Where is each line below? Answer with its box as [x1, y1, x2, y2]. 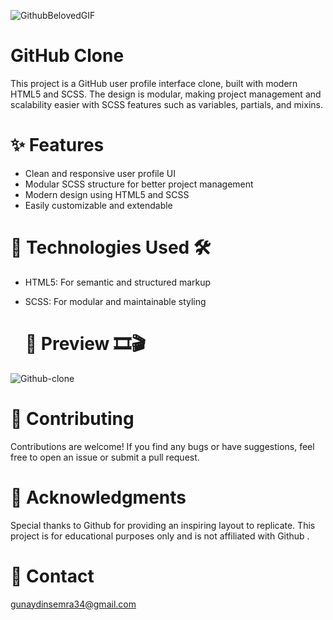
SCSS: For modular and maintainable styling [24, 295, 207, 307]
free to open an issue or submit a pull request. [10, 451, 200, 463]
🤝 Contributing [10, 407, 135, 430]
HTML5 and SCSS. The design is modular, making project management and [10, 88, 322, 100]
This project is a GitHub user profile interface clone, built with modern [10, 77, 298, 89]
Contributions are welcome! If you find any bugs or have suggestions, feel [10, 440, 315, 452]
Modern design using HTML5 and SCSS [24, 188, 190, 200]
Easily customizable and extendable [24, 199, 173, 211]
